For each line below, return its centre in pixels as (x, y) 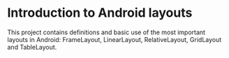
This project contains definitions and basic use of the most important (106, 32)
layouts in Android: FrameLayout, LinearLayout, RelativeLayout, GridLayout (114, 39)
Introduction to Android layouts (100, 13)
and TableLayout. (32, 47)
